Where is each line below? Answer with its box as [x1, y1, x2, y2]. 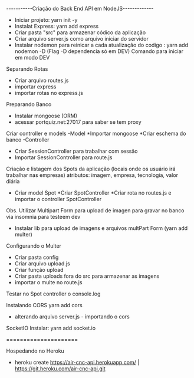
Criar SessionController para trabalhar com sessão [14, 147, 138, 155]
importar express [14, 83, 57, 90]
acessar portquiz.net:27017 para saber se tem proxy [14, 119, 142, 126]
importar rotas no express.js [14, 90, 84, 96]
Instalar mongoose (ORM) [14, 112, 78, 119]
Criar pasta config [14, 254, 59, 261]
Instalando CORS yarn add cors [6, 302, 83, 308]
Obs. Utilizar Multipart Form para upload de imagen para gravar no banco [6, 207, 185, 214]
